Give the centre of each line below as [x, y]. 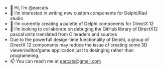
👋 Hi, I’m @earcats [29, 8]
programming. [25, 55]
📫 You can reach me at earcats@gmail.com [55, 61]
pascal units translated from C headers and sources [63, 34]
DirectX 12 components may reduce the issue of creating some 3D [78, 45]
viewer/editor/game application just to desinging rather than [72, 50]
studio [17, 18]
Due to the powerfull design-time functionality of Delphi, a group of [79, 39]
